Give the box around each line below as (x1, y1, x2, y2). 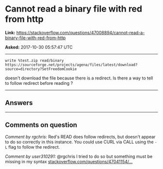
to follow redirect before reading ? (5, 80, 73, 86)
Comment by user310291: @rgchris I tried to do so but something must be (5, 154, 153, 159)
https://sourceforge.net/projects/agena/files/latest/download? (5, 62, 138, 67)
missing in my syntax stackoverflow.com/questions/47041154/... (5, 158, 133, 164)
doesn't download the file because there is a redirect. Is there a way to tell (5, 75, 153, 81)
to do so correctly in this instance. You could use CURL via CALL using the (5, 139, 154, 145)
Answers (5, 99, 33, 107)
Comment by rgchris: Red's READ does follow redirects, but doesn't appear (5, 134, 156, 139)
